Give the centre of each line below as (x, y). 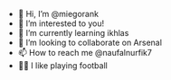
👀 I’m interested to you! (61, 23)
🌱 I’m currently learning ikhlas (73, 33)
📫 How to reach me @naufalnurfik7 (85, 53)
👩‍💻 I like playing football (63, 66)
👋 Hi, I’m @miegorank (58, 14)
